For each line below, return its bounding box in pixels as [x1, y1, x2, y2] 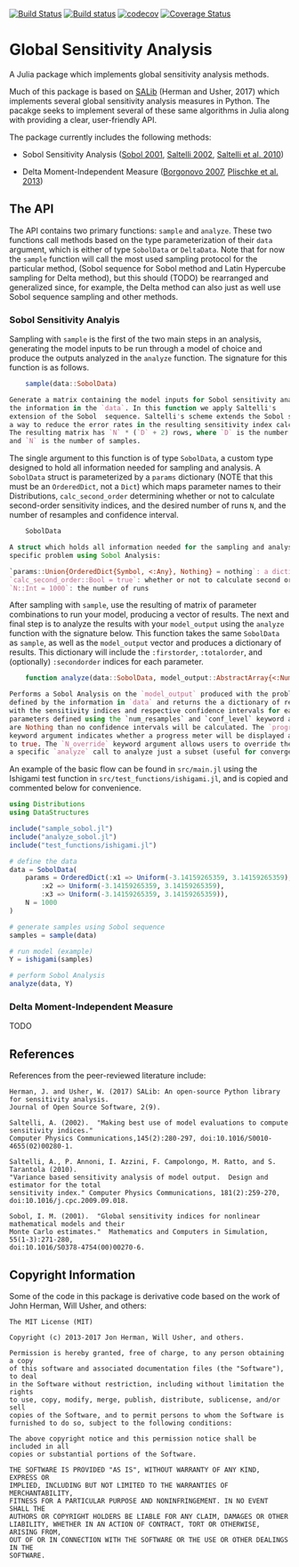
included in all [9, 1442, 69, 1450]
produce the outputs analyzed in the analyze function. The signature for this [9, 352, 287, 364]
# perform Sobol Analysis [9, 971, 105, 981]
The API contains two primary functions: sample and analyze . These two [9, 225, 272, 236]
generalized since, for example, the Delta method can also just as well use [9, 281, 281, 293]
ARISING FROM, [9, 1527, 62, 1537]
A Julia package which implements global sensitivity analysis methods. [9, 69, 270, 79]
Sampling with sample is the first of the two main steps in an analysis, [9, 334, 262, 344]
